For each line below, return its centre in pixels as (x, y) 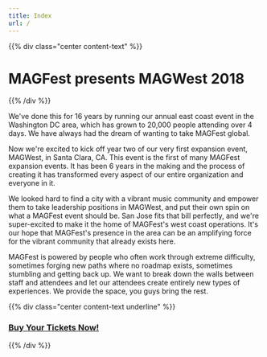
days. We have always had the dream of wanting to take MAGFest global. (129, 133)
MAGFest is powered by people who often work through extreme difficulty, (132, 257)
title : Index (30, 16)
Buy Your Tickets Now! (54, 328)
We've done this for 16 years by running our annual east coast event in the (131, 117)
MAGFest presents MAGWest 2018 (127, 78)
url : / (19, 23)
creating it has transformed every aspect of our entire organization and (126, 174)
